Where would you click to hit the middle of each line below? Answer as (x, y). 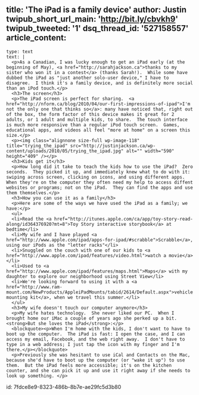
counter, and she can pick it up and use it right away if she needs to (98, 370)
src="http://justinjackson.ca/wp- (113, 146)
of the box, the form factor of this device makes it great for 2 (90, 114)
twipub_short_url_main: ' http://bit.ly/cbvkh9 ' (92, 19)
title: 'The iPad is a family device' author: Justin (96, 10)
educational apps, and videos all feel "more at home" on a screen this (98, 130)
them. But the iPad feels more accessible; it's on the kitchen (89, 365)
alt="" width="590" (150, 151)
